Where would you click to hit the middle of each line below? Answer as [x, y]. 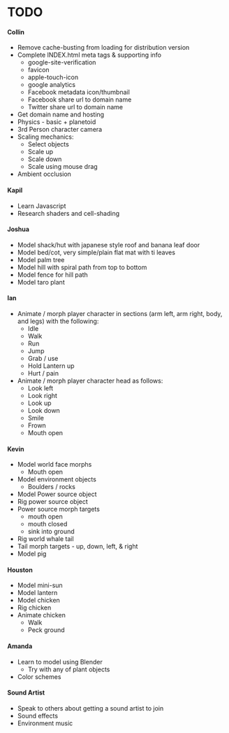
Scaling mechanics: [45, 137]
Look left [40, 388]
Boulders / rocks [51, 487]
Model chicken [39, 601]
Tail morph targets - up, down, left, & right [77, 547]
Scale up [40, 152]
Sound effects [37, 715]
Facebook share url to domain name [80, 100]
